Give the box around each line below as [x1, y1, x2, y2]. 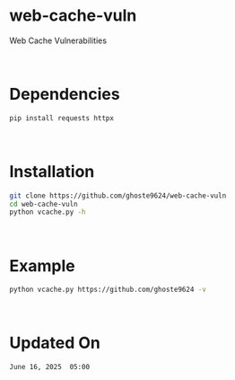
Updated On [9, 333, 100, 353]
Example [9, 255, 75, 276]
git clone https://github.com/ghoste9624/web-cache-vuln [9, 190, 227, 200]
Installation [9, 161, 95, 181]
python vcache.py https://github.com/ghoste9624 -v [9, 285, 206, 295]
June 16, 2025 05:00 [9, 363, 91, 372]
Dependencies [9, 84, 120, 104]
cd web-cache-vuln [9, 199, 78, 208]
